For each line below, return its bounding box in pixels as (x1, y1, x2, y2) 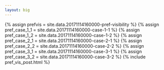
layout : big (5, 7, 30, 13)
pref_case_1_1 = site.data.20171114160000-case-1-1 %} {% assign (5, 26, 140, 33)
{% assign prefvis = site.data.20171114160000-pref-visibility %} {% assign (5, 21, 159, 27)
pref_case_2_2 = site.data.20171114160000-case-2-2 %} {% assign (5, 43, 144, 49)
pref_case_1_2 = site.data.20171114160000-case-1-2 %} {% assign (5, 32, 142, 38)
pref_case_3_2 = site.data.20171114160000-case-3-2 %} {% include (5, 54, 146, 60)
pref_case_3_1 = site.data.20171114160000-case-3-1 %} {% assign (5, 48, 142, 54)
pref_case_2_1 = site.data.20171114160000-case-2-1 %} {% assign (5, 38, 142, 44)
